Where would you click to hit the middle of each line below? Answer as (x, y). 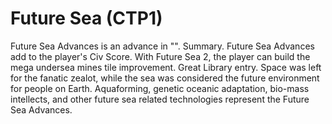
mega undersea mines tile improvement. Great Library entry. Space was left (166, 67)
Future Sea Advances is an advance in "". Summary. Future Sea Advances (162, 46)
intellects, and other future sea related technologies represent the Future (160, 99)
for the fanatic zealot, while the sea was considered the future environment (165, 78)
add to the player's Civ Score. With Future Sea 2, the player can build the (160, 56)
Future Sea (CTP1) (86, 18)
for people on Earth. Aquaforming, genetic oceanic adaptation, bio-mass (160, 88)
